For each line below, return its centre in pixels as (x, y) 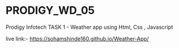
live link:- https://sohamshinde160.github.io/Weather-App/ (77, 38)
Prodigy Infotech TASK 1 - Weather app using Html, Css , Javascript (89, 27)
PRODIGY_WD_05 (50, 10)
